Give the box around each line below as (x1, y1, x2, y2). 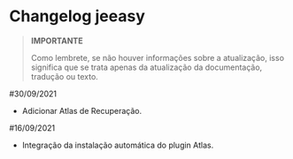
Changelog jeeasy (9, 6, 146, 26)
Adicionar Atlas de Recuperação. (21, 105, 143, 116)
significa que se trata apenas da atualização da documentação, (30, 62, 263, 72)
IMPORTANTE (30, 35, 83, 46)
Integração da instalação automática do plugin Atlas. (21, 140, 214, 150)
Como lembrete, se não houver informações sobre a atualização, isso (30, 52, 285, 63)
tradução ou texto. (30, 71, 99, 81)
